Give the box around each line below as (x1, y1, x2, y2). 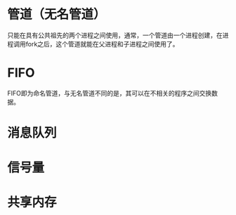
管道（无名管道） (7, 6, 107, 22)
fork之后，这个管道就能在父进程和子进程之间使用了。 (25, 39, 179, 48)
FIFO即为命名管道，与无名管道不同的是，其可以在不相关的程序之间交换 (7, 89, 212, 97)
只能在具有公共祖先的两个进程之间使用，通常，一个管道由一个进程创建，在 (7, 31, 223, 39)
